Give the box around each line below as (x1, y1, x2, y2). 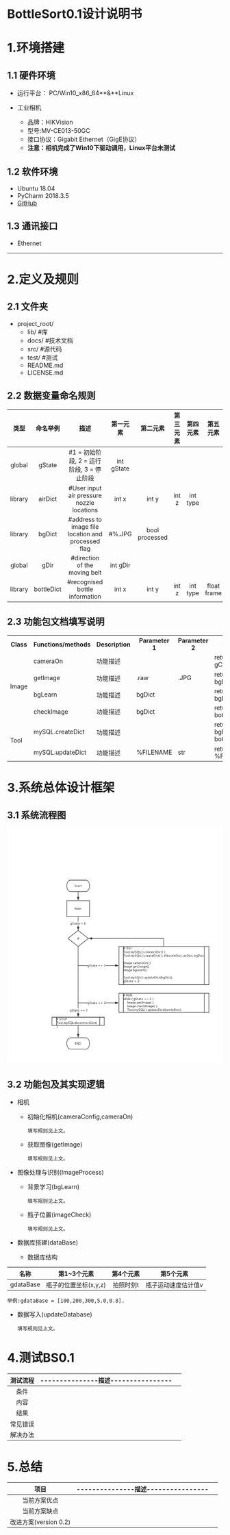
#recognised (67, 578, 103, 586)
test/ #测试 (27, 353, 58, 362)
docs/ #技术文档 (27, 336, 73, 345)
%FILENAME (136, 748, 172, 757)
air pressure (68, 491, 103, 499)
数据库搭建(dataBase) (16, 1238, 79, 1247)
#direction (71, 554, 100, 562)
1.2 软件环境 (7, 166, 58, 177)
